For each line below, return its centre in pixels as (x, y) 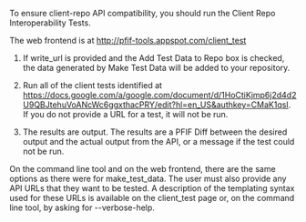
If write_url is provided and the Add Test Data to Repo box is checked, (153, 58)
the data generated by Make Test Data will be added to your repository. (156, 68)
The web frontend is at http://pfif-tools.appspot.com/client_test (128, 40)
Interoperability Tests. (50, 23)
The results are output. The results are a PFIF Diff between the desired (155, 132)
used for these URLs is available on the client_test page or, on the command (152, 198)
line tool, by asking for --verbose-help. (82, 207)
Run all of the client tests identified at (92, 85)
